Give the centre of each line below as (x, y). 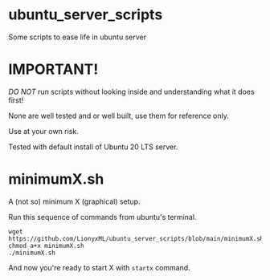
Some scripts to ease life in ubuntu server (78, 37)
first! (16, 100)
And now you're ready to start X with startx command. (99, 267)
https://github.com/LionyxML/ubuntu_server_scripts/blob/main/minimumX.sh (136, 238)
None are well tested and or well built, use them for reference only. (119, 116)
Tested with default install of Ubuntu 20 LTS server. (93, 147)
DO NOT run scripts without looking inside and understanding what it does (131, 91)
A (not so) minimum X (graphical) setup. (74, 201)
